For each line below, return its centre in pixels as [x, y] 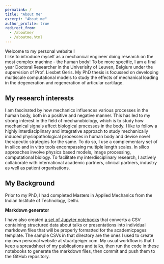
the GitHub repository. [27, 256]
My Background [30, 183]
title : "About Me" [24, 14]
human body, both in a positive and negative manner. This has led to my [78, 115]
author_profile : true [27, 23]
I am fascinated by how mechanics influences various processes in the [77, 110]
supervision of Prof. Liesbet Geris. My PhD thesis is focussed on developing [82, 72]
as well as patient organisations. [38, 168]
